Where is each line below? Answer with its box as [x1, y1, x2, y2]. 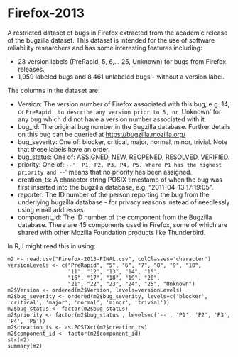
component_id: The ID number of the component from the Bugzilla [17, 213, 212, 221]
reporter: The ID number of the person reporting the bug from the [17, 190, 210, 199]
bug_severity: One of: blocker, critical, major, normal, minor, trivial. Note [17, 137, 228, 146]
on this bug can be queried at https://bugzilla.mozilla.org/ [17, 130, 186, 138]
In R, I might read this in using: [7, 241, 96, 250]
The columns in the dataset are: [7, 86, 101, 94]
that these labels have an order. [17, 145, 110, 153]
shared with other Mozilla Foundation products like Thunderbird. [17, 228, 206, 236]
